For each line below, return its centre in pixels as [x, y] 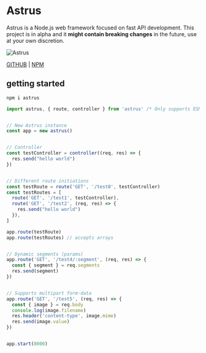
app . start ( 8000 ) [27, 344]
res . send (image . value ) [41, 322]
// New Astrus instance [37, 125]
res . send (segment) [36, 271]
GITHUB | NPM [25, 64]
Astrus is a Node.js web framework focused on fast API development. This [100, 28]
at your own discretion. [35, 40]
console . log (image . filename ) [49, 310]
